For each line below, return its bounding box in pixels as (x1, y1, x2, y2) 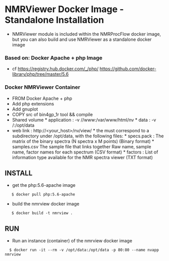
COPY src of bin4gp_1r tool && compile (12, 111, 93, 117)
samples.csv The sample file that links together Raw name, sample (12, 143, 151, 149)
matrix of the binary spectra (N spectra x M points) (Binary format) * (12, 138, 155, 144)
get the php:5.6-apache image (12, 182, 76, 188)
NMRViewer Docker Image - (5, 4, 124, 15)
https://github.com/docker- (100, 66, 156, 72)
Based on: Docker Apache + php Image (5, 54, 103, 61)
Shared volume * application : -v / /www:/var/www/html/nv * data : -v (12, 117, 156, 123)
